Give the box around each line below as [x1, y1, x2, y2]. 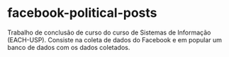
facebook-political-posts [7, 5, 157, 21]
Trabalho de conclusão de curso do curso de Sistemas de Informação [7, 28, 211, 37]
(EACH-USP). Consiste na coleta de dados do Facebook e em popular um [7, 35, 222, 44]
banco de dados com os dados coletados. [7, 43, 130, 51]
